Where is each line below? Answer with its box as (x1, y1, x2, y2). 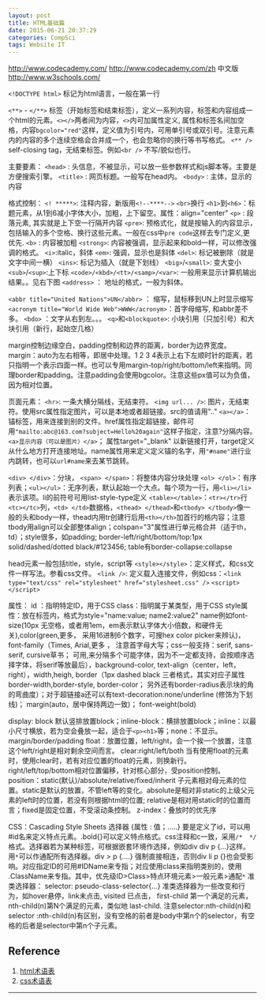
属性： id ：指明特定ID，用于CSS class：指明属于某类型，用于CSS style (8, 601, 241, 611)
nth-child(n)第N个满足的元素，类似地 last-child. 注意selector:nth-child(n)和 (8, 901, 252, 911)
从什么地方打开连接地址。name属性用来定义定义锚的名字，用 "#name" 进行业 (8, 446, 252, 456)
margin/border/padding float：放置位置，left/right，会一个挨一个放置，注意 (8, 736, 252, 746)
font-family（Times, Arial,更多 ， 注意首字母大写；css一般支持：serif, (8, 641, 233, 650)
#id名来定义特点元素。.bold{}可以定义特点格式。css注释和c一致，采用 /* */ (8, 832, 257, 841)
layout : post (8, 11, 51, 20)
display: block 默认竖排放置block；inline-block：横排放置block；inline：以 (8, 717, 250, 726)
